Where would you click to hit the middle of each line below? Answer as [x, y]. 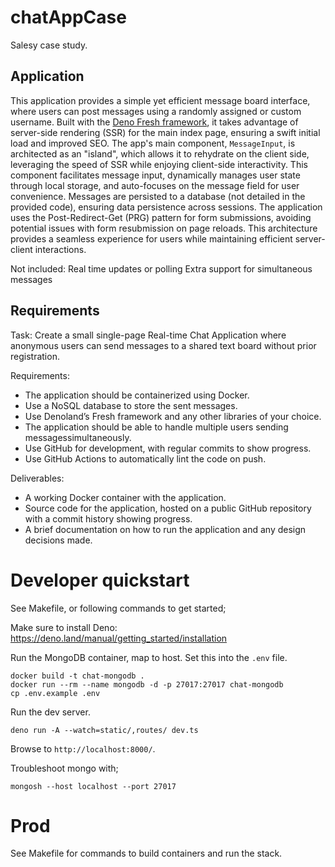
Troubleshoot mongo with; [64, 768]
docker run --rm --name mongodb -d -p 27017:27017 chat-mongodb [147, 684]
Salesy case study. [49, 45]
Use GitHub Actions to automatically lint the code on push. [145, 458]
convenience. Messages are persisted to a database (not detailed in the [158, 196]
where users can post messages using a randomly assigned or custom [156, 111]
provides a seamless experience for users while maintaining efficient [151, 238]
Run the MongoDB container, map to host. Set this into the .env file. [149, 657]
